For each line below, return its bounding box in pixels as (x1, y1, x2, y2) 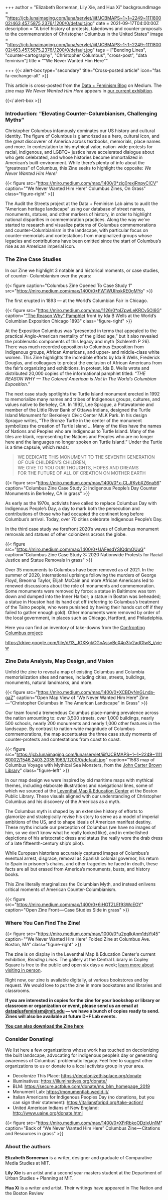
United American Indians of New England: (12, 1105, 99, 1111)
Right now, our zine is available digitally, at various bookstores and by (5, 977, 149, 983)
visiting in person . (5, 967, 42, 973)
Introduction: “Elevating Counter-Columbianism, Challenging (5, 110, 157, 117)
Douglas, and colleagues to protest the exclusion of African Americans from (5, 359, 162, 366)
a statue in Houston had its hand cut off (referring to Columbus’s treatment (5, 598, 159, 605)
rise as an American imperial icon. (5, 243, 76, 249)
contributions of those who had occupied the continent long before (5, 511, 144, 517)
